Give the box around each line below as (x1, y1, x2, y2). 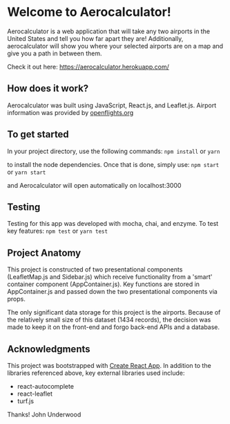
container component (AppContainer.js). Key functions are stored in (7, 280, 200, 288)
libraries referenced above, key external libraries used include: (7, 369, 185, 377)
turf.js (17, 397, 35, 405)
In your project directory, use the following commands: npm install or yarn (7, 147, 220, 155)
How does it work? (7, 82, 89, 94)
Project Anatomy (7, 247, 82, 258)
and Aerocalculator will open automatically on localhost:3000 (7, 181, 182, 189)
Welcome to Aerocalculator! (7, 4, 171, 20)
